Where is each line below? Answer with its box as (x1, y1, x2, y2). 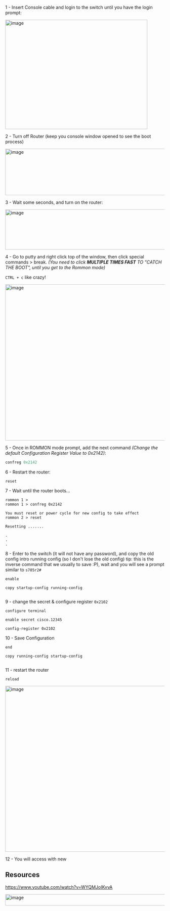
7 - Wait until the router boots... (5, 488, 70, 494)
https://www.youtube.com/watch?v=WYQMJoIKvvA (5, 884, 113, 890)
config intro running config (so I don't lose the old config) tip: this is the (5, 556, 154, 562)
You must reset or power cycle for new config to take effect (5, 510, 139, 515)
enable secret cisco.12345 (5, 617, 62, 622)
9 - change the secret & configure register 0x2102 (5, 598, 108, 604)
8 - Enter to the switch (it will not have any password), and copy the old (5, 550, 154, 556)
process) (5, 139, 24, 145)
